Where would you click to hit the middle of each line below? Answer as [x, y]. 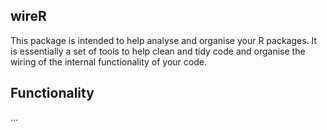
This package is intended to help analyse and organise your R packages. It [164, 40]
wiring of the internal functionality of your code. [108, 61]
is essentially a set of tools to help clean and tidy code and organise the [158, 51]
